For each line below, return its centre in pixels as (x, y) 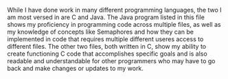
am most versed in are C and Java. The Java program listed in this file (106, 17)
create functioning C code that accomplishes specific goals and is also (107, 54)
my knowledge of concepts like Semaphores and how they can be (101, 32)
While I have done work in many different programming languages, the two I (114, 10)
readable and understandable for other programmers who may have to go (111, 61)
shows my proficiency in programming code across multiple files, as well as (114, 24)
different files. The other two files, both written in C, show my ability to (107, 46)
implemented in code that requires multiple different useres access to (105, 39)
